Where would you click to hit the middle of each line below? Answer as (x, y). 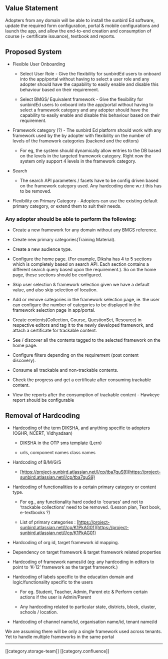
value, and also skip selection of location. (55, 290)
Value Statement (32, 8)
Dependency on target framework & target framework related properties (87, 552)
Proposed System (33, 52)
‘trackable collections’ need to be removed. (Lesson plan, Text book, (90, 507)
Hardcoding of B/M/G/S (37, 462)
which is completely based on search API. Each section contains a (80, 264)
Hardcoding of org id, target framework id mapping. (65, 542)
